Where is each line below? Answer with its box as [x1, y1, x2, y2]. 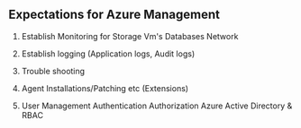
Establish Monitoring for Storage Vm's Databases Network [21, 30, 239, 41]
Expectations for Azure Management [8, 7, 220, 22]
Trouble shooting [21, 65, 86, 76]
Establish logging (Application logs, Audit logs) [21, 48, 196, 59]
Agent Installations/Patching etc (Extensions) [21, 82, 189, 93]
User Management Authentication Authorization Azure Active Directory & [21, 100, 293, 111]
